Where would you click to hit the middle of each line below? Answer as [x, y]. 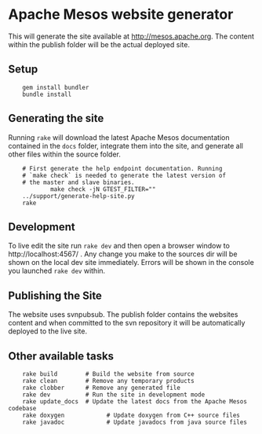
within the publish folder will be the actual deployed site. [99, 44]
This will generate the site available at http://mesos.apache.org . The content [131, 36]
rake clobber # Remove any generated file [101, 388]
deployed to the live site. [48, 331]
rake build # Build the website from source [108, 374]
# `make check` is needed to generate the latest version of [124, 175]
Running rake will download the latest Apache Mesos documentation [119, 137]
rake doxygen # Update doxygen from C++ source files [131, 415]
